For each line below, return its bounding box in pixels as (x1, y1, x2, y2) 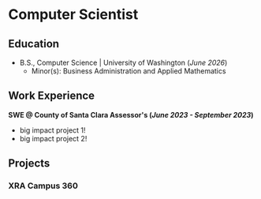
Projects (8, 156, 50, 171)
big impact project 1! (19, 125, 86, 135)
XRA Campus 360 (8, 180, 79, 191)
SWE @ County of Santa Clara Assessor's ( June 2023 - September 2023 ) (8, 110, 254, 119)
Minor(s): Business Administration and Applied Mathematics (31, 66, 226, 76)
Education (8, 37, 60, 51)
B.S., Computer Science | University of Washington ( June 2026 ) (19, 58, 228, 67)
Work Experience (8, 89, 95, 103)
